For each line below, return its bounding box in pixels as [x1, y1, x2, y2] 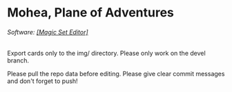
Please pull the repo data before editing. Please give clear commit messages [7, 70, 225, 78]
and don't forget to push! [7, 77, 78, 85]
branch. [7, 56, 30, 65]
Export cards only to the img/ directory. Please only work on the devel [7, 49, 206, 58]
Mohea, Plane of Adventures [7, 5, 175, 21]
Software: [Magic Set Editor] [7, 27, 88, 36]
